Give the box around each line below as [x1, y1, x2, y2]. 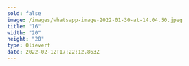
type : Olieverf [7, 42, 51, 49]
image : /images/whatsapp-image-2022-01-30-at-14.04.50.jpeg [7, 16, 184, 23]
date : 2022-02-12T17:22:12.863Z [7, 49, 100, 56]
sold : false [7, 10, 41, 17]
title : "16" [7, 23, 41, 30]
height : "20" [7, 36, 45, 43]
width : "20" [7, 29, 41, 36]
